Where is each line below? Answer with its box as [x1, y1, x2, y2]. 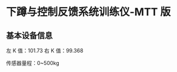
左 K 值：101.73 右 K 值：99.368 [6, 47, 84, 54]
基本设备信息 [6, 30, 53, 40]
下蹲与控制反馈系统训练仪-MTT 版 [6, 5, 171, 19]
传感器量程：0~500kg [6, 60, 60, 66]
